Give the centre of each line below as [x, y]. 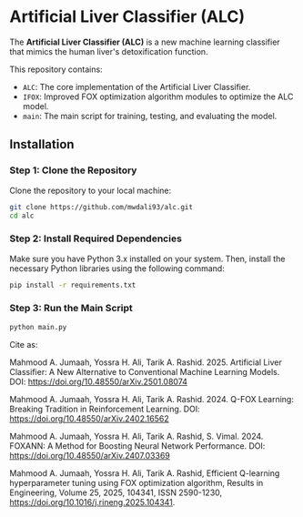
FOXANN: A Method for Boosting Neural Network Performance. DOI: [137, 446]
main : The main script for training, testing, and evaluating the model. [150, 116]
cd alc [22, 216]
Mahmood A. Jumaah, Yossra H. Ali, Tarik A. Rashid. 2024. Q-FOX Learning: [151, 399]
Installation [42, 144]
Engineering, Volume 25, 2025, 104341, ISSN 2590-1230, [116, 492]
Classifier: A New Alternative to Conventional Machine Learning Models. [145, 371]
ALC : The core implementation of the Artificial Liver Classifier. [136, 86]
